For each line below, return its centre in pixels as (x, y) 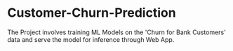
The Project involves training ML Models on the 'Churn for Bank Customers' (116, 32)
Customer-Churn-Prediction (92, 13)
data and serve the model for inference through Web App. (91, 39)
